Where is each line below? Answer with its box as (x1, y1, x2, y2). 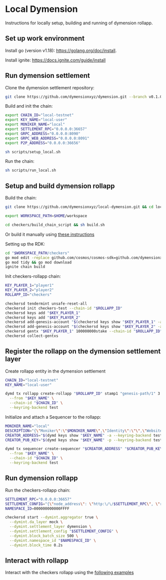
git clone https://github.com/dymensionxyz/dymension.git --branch (5, 94, 147, 99)
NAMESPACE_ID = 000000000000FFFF (5, 506, 70, 511)
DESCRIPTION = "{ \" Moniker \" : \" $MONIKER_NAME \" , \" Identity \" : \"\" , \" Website (5, 428, 163, 433)
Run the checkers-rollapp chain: (5, 487, 71, 493)
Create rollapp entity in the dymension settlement (5, 368, 106, 374)
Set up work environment (5, 34, 85, 43)
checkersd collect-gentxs (5, 333, 58, 338)
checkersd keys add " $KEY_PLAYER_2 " (5, 315, 81, 320)
